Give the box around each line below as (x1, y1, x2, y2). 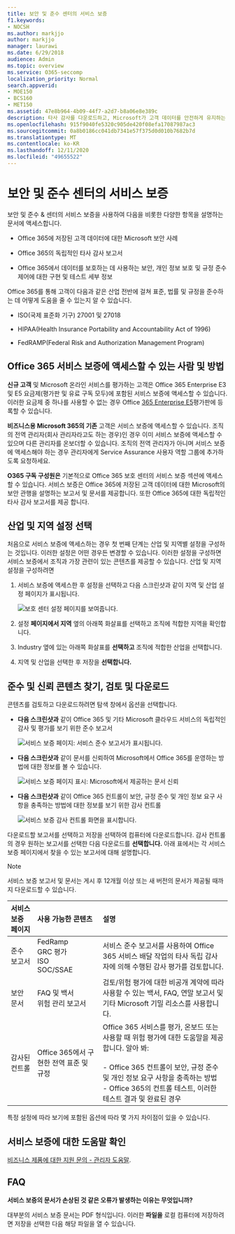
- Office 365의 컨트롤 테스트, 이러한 (102, 1084, 217, 1093)
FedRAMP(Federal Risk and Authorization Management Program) (17, 338, 205, 346)
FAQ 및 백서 (37, 988, 74, 998)
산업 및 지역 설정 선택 (7, 520, 92, 532)
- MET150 (7, 101, 33, 108)
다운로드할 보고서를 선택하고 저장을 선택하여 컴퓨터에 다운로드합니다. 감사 (7, 831, 208, 839)
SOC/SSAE (37, 965, 73, 975)
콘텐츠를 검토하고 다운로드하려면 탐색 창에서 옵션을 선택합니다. (7, 701, 178, 709)
